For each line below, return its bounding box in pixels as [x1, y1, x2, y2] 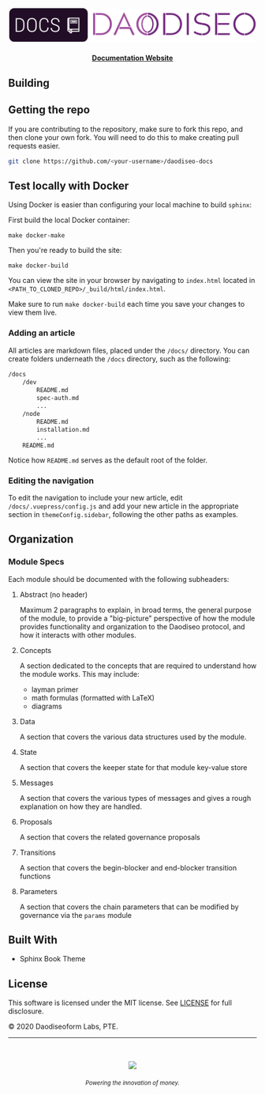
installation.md [36, 425, 90, 433]
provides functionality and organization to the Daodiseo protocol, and [19, 621, 246, 631]
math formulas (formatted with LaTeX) [31, 693, 155, 702]
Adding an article [8, 327, 76, 338]
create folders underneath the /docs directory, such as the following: [8, 353, 231, 364]
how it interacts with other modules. [19, 630, 136, 640]
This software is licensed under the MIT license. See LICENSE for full [8, 998, 233, 1008]
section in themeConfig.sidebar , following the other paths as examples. [8, 509, 239, 519]
